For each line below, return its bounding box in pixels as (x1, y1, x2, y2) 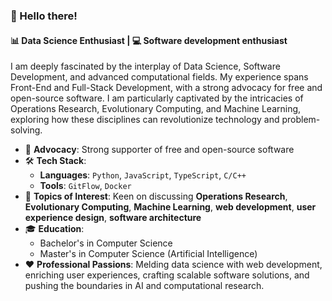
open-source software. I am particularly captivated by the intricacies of (10, 92, 304, 104)
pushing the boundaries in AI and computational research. (24, 280, 265, 292)
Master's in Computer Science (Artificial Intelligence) (39, 248, 258, 260)
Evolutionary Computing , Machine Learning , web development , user (24, 201, 317, 213)
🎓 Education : (24, 223, 85, 235)
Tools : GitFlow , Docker (39, 180, 132, 192)
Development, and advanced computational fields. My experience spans (10, 71, 309, 83)
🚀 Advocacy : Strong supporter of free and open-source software (24, 144, 295, 156)
